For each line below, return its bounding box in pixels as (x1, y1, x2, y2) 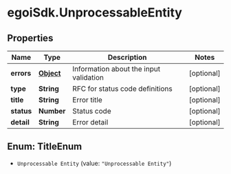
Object (38, 69, 61, 78)
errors (10, 69, 32, 78)
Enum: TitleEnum (7, 141, 82, 153)
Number (38, 107, 66, 116)
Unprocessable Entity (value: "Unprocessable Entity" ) (16, 159, 172, 167)
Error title (71, 95, 102, 105)
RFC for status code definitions (71, 84, 173, 94)
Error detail (71, 118, 109, 127)
